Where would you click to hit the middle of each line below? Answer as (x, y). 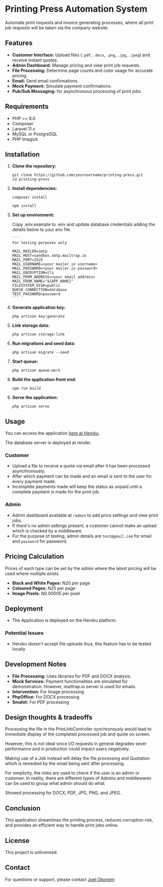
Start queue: (25, 361)
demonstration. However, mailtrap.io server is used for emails (73, 686)
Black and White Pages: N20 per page (51, 583)
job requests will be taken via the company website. (57, 27)
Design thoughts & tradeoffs (49, 717)
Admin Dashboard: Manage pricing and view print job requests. (76, 65)
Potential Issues (24, 633)
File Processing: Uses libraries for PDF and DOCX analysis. (72, 676)
